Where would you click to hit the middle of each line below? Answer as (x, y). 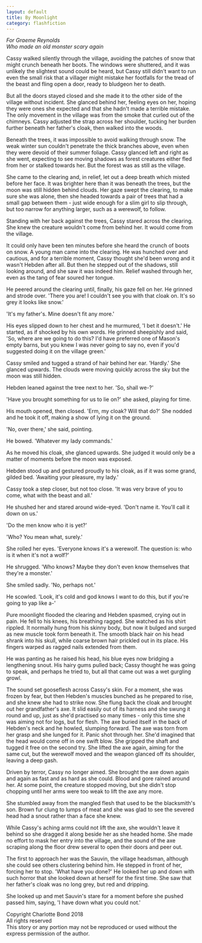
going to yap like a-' (31, 603)
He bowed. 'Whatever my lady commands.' (60, 441)
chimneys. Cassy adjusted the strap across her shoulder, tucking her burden (101, 122)
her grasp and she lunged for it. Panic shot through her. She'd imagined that (100, 735)
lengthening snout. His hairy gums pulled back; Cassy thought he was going (101, 665)
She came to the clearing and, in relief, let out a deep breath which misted (98, 177)
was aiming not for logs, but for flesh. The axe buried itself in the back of (96, 722)
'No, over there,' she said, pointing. (50, 429)
